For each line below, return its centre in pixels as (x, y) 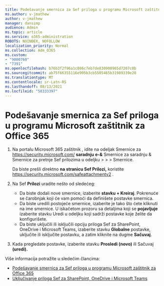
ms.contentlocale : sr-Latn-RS (36, 82)
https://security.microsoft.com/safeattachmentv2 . (63, 174)
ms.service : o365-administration (39, 37)
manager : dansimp (23, 23)
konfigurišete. (33, 219)
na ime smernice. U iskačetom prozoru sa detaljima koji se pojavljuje (89, 209)
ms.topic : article (24, 32)
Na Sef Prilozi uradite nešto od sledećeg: (53, 184)
